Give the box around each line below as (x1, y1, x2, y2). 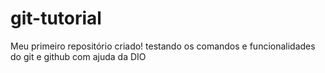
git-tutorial (10, 7, 102, 30)
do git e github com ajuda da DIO (10, 50, 147, 62)
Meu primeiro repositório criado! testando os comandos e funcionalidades (10, 40, 316, 52)
